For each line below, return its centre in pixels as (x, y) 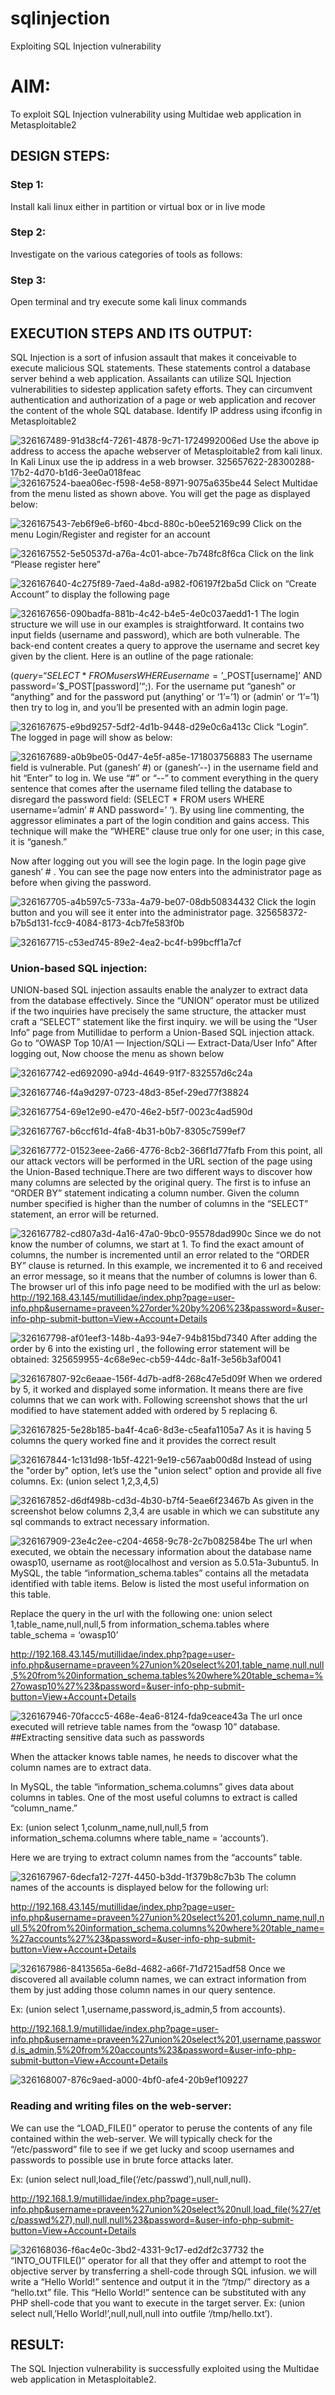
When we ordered (285, 1379)
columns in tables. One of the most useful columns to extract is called (154, 1798)
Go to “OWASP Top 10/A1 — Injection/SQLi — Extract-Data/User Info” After (164, 1043)
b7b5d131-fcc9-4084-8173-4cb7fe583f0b (97, 923)
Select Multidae (285, 483)
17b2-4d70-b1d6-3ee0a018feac (76, 472)
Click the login (286, 901)
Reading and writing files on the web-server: (121, 2106)
